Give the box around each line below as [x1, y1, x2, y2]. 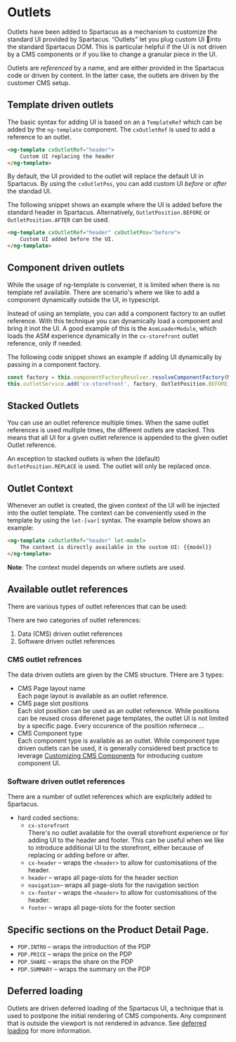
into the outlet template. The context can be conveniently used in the [7, 508, 206, 517]
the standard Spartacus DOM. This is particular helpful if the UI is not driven [7, 42, 227, 51]
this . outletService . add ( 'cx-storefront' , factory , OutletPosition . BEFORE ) [7, 380, 231, 387]
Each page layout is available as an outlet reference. [17, 691, 169, 700]
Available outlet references [7, 584, 129, 596]
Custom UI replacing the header [20, 153, 114, 160]
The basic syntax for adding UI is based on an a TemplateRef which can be [7, 118, 223, 126]
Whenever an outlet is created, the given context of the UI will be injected [7, 501, 220, 510]
